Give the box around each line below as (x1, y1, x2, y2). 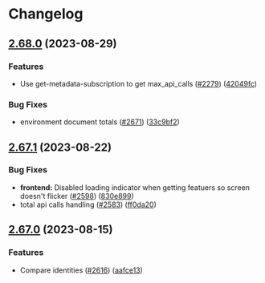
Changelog (8, 5, 84, 23)
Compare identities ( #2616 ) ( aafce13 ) (19, 265, 143, 275)
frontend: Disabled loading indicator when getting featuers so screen (19, 182, 251, 192)
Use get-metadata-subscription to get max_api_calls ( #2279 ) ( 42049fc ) (19, 79, 258, 88)
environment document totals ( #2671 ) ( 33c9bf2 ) (19, 117, 181, 127)
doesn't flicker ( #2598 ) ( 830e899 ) (19, 191, 134, 200)
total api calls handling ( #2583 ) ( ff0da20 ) (19, 200, 157, 209)
